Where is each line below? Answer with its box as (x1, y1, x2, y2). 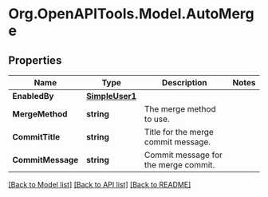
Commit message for (144, 149, 223, 160)
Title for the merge (144, 127, 214, 137)
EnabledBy (12, 91, 54, 101)
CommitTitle (12, 132, 61, 142)
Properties (8, 53, 62, 67)
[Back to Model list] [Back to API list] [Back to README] (8, 180, 191, 189)
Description (162, 77, 207, 88)
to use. (144, 113, 170, 124)
